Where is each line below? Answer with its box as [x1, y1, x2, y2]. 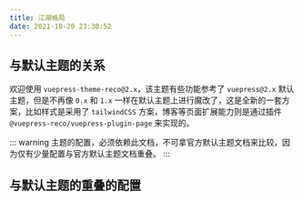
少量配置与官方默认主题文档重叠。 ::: [33, 148, 171, 159]
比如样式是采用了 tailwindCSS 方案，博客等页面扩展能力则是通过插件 [25, 106, 282, 117]
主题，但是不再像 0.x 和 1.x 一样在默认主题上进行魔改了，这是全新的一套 [9, 95, 282, 106]
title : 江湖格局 [9, 13, 66, 23]
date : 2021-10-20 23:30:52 [9, 22, 112, 31]
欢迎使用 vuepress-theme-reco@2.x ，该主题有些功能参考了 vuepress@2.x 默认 [9, 84, 295, 95]
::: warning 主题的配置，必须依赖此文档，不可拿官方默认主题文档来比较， [9, 137, 283, 148]
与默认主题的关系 [9, 57, 106, 73]
